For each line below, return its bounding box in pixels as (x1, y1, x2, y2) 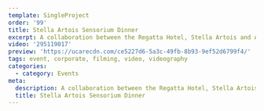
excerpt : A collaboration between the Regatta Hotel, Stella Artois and (8, 33, 251, 41)
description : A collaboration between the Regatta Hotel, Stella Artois (15, 84, 258, 92)
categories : (8, 63, 47, 70)
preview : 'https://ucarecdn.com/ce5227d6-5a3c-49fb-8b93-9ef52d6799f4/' (8, 48, 251, 55)
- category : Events (15, 70, 79, 77)
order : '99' (8, 19, 47, 27)
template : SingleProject (8, 11, 90, 20)
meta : (8, 77, 26, 84)
